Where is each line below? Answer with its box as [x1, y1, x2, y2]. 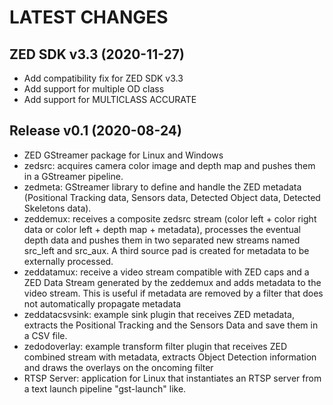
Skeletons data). [23, 202, 92, 214]
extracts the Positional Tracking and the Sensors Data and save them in [23, 319, 319, 331]
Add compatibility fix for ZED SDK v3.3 [23, 72, 184, 84]
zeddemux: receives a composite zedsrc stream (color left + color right [23, 212, 317, 225]
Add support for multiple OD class [23, 83, 165, 95]
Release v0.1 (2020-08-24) [9, 122, 182, 140]
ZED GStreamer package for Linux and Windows [23, 149, 224, 161]
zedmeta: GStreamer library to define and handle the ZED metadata [23, 181, 302, 193]
